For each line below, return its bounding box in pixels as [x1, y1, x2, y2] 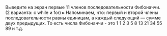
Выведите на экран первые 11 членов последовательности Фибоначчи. [5, 4, 161, 10]
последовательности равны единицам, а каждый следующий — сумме [5, 15, 161, 20]
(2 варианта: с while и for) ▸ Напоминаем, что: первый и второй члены [5, 9, 158, 15]
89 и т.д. [5, 25, 23, 31]
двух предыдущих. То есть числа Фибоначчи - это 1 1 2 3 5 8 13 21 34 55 [5, 20, 162, 26]
